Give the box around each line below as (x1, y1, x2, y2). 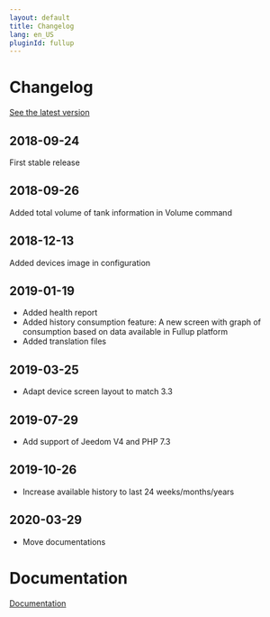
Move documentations (22, 536, 106, 547)
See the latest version (9, 107, 90, 118)
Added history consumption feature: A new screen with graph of (22, 317, 262, 327)
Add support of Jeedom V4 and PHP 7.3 (22, 437, 171, 447)
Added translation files (22, 336, 106, 347)
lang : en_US (9, 30, 54, 39)
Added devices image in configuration (9, 257, 151, 268)
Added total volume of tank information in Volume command (9, 207, 232, 217)
